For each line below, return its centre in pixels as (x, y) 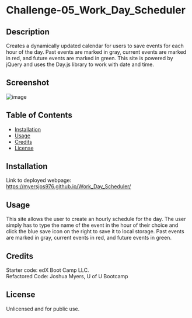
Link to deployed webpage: (39, 180)
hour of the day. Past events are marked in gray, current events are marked (96, 52)
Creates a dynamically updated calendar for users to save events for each (95, 46)
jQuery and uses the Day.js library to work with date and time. (80, 64)
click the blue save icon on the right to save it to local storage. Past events (95, 231)
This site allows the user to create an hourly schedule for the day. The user (96, 219)
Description (28, 32)
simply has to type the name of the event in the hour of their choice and (92, 225)
